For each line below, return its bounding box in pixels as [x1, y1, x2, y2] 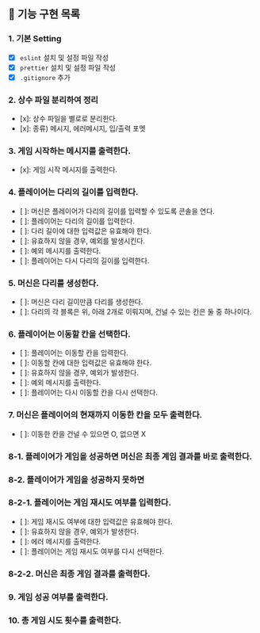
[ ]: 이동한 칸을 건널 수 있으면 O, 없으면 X [19, 429, 147, 438]
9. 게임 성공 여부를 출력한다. [8, 591, 109, 602]
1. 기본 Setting [8, 33, 62, 44]
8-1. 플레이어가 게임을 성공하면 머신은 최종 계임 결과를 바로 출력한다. [8, 451, 253, 462]
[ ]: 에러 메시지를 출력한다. [19, 536, 101, 546]
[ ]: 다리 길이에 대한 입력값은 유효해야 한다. [19, 226, 152, 235]
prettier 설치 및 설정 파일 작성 [19, 63, 117, 72]
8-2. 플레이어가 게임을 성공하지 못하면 [8, 474, 145, 485]
